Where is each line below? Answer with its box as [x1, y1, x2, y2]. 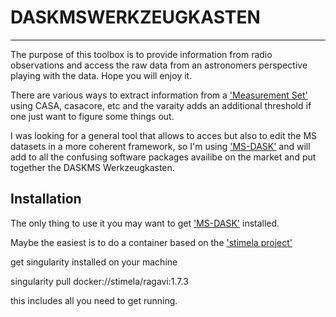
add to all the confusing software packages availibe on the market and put [10, 151, 317, 163]
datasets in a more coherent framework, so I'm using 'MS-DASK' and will [10, 140, 311, 152]
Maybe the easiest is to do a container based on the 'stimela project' [10, 236, 293, 248]
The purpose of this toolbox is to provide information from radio [10, 48, 273, 60]
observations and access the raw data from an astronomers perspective [10, 59, 308, 71]
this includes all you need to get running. [10, 294, 178, 306]
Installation [10, 191, 82, 208]
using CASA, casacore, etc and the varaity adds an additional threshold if [10, 99, 312, 111]
